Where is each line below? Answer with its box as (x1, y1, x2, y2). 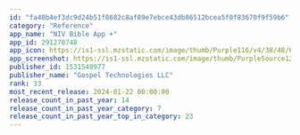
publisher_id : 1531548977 (9, 63, 105, 72)
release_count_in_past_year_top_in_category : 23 (9, 112, 194, 121)
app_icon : (9, 46, 46, 55)
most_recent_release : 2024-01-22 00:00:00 (9, 87, 170, 96)
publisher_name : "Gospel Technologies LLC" (9, 71, 174, 80)
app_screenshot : (9, 54, 70, 63)
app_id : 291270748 (9, 37, 78, 47)
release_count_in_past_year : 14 (9, 95, 129, 105)
